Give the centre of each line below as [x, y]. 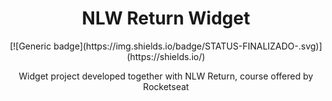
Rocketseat [166, 86]
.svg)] [310, 46]
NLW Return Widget [166, 18]
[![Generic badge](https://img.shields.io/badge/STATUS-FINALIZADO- [154, 46]
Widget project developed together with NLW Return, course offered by [166, 76]
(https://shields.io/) [166, 56]
